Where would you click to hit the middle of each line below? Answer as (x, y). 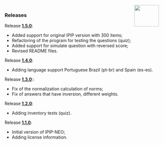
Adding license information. (39, 137)
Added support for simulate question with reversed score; (70, 46)
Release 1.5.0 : (19, 26)
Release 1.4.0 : (19, 60)
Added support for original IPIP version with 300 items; (67, 35)
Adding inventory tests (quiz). (42, 113)
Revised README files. (35, 51)
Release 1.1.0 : (18, 122)
